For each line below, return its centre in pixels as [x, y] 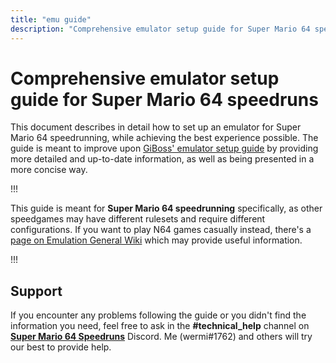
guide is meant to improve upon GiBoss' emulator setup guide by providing [164, 148]
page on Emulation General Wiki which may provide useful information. [156, 240]
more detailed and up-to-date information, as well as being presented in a [162, 159]
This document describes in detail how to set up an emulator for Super [156, 127]
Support [36, 291]
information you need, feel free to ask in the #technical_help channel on [160, 326]
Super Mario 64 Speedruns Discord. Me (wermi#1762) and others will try [161, 337]
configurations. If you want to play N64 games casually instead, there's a [161, 230]
